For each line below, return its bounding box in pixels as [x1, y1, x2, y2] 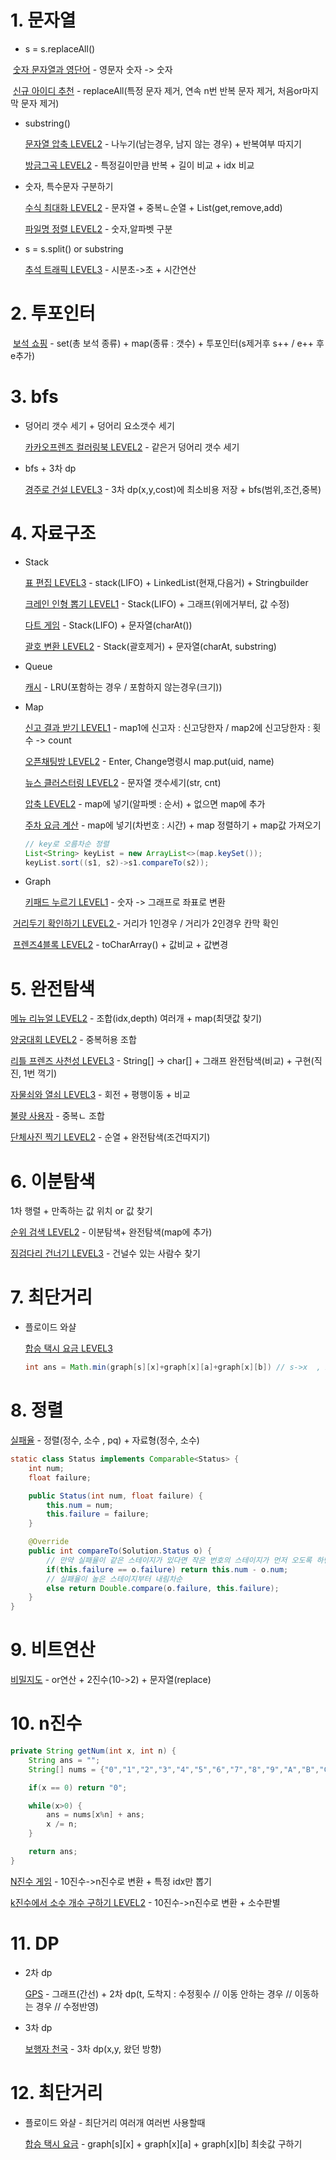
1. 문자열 [10, 9, 77, 32]
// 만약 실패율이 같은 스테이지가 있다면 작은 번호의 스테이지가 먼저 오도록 [46, 1555, 313, 1565]
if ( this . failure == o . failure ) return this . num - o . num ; [46, 1564, 289, 1575]
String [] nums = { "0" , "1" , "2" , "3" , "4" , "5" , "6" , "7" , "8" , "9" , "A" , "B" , [28, 1764, 320, 1775]
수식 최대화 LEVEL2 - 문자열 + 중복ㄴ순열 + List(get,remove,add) [24, 201, 283, 213]
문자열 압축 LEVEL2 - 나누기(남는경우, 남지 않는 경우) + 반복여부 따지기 [24, 137, 302, 150]
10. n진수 [10, 1712, 83, 1735]
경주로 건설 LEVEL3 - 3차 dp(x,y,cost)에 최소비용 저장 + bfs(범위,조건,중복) [24, 483, 322, 495]
